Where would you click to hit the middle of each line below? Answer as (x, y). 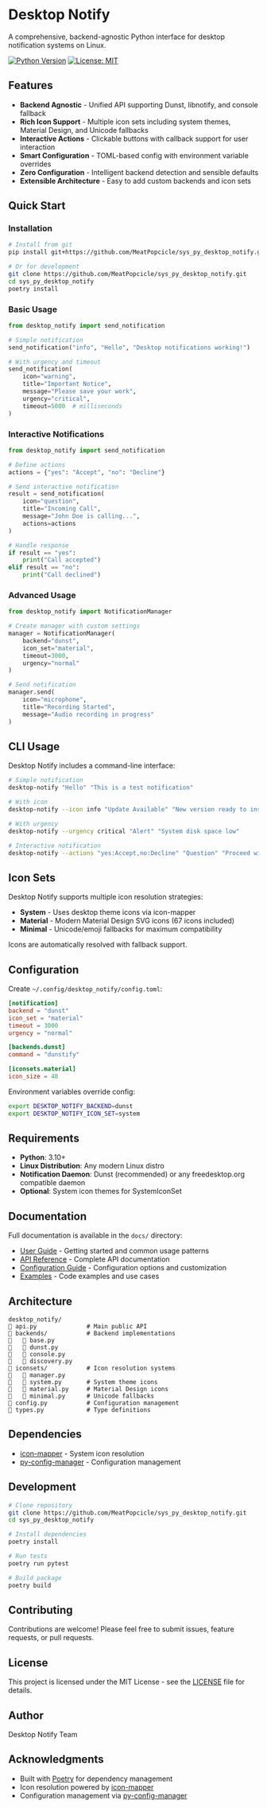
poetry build (30, 1585)
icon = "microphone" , (55, 700)
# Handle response (39, 545)
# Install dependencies (48, 1534)
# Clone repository (41, 1505)
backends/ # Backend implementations (92, 1334)
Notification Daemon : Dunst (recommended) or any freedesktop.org (132, 1174)
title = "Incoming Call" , (62, 509)
